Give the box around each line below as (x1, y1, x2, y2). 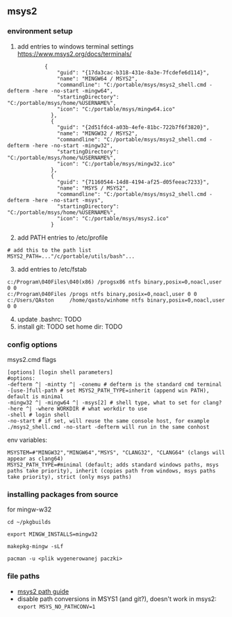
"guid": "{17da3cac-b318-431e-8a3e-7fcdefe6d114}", (56, 69, 210, 76)
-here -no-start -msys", (32, 197, 104, 204)
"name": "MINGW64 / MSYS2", (56, 75, 138, 82)
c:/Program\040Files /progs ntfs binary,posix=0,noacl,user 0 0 (7, 290, 197, 297)
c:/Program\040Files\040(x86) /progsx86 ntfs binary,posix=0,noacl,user (7, 278, 222, 286)
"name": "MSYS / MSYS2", (56, 184, 129, 192)
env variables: (7, 436, 47, 444)
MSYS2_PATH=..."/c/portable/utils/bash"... (7, 253, 135, 260)
